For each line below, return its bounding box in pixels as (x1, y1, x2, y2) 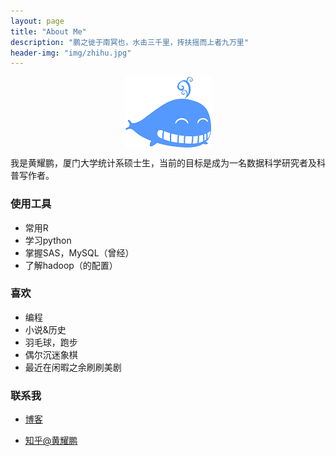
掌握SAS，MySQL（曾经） (24, 246, 135, 259)
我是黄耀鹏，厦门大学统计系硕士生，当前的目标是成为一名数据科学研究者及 (10, 157, 317, 169)
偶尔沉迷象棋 (24, 348, 78, 360)
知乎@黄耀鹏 (24, 435, 78, 447)
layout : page (10, 16, 65, 26)
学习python (24, 234, 72, 246)
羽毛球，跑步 (24, 336, 78, 348)
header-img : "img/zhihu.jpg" (10, 48, 132, 58)
